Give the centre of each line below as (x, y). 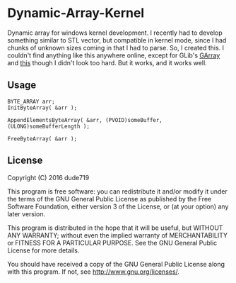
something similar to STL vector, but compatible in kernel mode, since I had (117, 40)
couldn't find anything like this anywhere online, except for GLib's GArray (114, 55)
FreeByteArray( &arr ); (42, 139)
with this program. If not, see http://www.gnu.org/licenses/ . (94, 272)
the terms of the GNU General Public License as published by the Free (110, 199)
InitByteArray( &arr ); (42, 108)
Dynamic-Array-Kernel (76, 13)
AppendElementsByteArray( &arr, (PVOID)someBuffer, (85, 120)
